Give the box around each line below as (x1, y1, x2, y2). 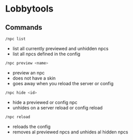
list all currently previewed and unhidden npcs (12, 45, 109, 51)
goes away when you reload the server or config (12, 80, 114, 86)
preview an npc (12, 69, 45, 76)
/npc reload (5, 114, 30, 119)
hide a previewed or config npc (12, 99, 78, 105)
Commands (5, 23, 43, 32)
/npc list (5, 36, 26, 41)
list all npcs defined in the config (12, 51, 81, 57)
